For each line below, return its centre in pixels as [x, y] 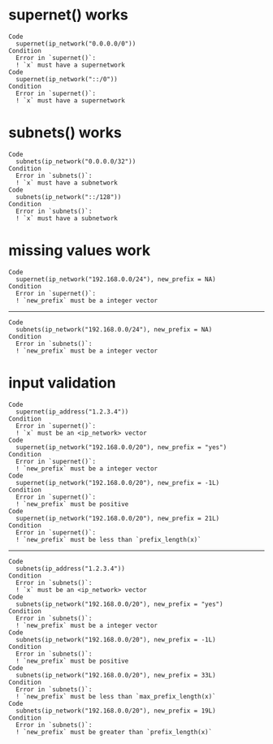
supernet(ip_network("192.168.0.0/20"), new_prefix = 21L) [118, 518]
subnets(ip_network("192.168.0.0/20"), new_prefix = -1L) [116, 639]
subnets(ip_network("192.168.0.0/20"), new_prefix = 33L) [116, 675]
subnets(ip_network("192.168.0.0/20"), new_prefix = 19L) [116, 711]
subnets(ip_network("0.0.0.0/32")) [76, 161]
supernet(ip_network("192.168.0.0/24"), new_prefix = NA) [116, 279]
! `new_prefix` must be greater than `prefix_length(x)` [114, 732]
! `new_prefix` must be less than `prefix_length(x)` [108, 539]
